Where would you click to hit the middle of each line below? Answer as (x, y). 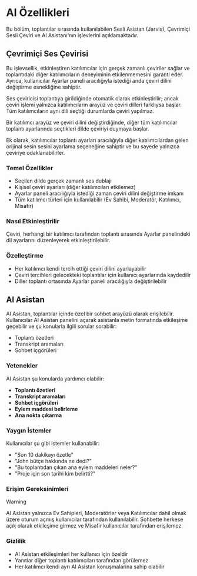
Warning (16, 502)
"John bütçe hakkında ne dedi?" (53, 461)
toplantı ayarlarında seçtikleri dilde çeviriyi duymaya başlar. (78, 128)
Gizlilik (16, 541)
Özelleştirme (25, 256)
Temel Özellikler (30, 168)
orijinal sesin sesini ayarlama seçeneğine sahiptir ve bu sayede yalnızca (93, 146)
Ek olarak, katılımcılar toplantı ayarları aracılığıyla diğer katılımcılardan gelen (98, 140)
